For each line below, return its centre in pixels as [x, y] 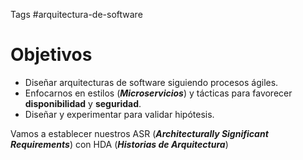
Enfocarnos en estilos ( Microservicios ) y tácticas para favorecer [158, 93]
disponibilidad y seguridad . [83, 103]
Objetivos [51, 55]
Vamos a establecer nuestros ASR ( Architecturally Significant [139, 133]
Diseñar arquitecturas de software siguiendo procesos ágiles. [151, 82]
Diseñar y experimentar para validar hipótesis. [119, 114]
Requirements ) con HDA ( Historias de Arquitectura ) [119, 144]
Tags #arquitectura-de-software [76, 14]
